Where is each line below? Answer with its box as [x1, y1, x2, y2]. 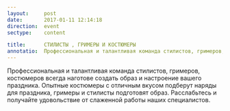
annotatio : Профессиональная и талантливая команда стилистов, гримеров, [7, 48, 225, 55]
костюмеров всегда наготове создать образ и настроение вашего [7, 74, 202, 82]
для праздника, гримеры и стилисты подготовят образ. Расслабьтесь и [7, 88, 217, 97]
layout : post [7, 10, 57, 17]
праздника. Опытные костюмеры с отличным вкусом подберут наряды [7, 82, 217, 89]
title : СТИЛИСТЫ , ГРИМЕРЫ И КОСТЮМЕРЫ [7, 42, 136, 49]
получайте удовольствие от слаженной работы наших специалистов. [7, 96, 211, 103]
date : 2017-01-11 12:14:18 [7, 16, 103, 23]
